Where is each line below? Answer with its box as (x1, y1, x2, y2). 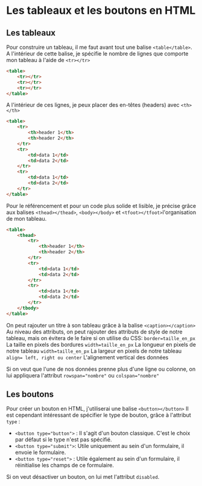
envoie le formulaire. (14, 449, 66, 456)
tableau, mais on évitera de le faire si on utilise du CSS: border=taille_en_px (6, 334, 196, 341)
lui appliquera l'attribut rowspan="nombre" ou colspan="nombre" (6, 371, 160, 379)
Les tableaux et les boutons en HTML (6, 4, 196, 17)
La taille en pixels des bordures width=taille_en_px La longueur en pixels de (6, 341, 196, 348)
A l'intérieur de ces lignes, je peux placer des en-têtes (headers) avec (6, 101, 180, 109)
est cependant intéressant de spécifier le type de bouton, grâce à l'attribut (6, 411, 191, 419)
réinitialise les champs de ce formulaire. (14, 462, 115, 469)
